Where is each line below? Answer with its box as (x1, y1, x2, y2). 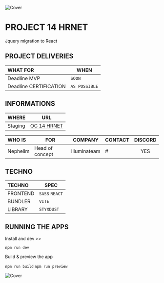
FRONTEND (7, 190, 35, 197)
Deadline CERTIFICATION (7, 83, 66, 90)
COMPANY (73, 136, 99, 143)
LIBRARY (7, 206, 28, 213)
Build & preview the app (5, 254, 53, 259)
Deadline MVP (7, 75, 41, 82)
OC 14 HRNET (30, 122, 63, 129)
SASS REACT (39, 191, 63, 197)
